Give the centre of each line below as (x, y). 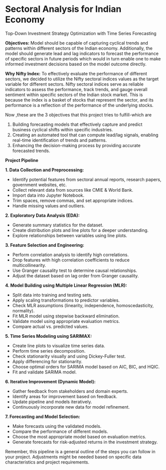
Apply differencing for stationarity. (47, 361)
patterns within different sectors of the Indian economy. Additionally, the (79, 48)
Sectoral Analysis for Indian (63, 9)
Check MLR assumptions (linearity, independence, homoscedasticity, (83, 305)
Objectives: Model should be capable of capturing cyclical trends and (77, 43)
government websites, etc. (39, 185)
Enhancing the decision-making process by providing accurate (76, 145)
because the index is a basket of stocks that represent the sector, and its (79, 100)
